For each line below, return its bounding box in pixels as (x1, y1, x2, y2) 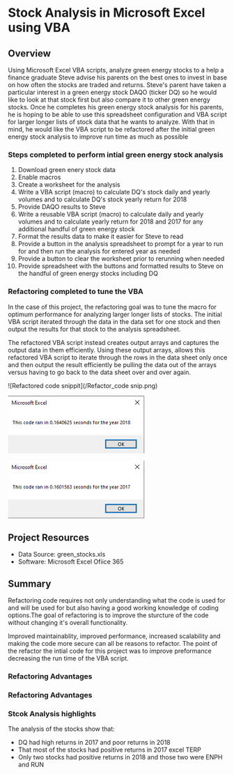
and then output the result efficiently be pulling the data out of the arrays (8, 360, 217, 369)
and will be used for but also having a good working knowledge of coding (8, 604, 219, 612)
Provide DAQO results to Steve (17, 203, 107, 211)
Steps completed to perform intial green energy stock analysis (8, 150, 224, 160)
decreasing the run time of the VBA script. (8, 654, 129, 663)
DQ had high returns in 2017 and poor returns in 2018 (17, 738, 171, 747)
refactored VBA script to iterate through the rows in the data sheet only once (8, 353, 228, 362)
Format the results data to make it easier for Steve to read (17, 232, 184, 241)
